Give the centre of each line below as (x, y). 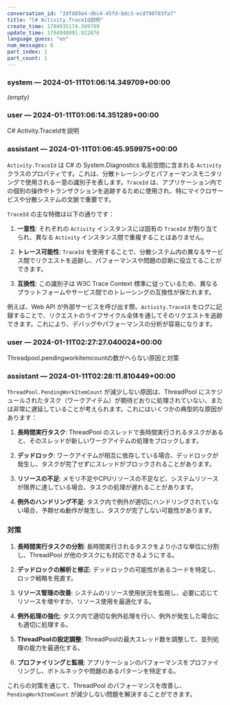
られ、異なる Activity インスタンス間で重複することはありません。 (112, 237)
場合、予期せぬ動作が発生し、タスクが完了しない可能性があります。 (119, 511)
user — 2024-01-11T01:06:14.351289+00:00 (83, 115)
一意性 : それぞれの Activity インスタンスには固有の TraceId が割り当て (117, 228)
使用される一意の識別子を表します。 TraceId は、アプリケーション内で (124, 182)
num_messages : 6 (30, 45)
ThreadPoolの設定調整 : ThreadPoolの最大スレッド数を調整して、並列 (115, 639)
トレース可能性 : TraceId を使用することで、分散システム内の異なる (111, 251)
